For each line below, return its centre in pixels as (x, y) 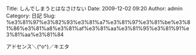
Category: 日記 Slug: (31, 16)
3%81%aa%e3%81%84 (35, 34)
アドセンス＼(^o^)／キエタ (38, 46)
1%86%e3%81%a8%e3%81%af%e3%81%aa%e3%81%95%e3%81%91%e (98, 28)
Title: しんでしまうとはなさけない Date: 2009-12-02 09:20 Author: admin (94, 8)
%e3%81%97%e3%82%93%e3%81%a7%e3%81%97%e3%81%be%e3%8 (98, 22)
